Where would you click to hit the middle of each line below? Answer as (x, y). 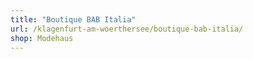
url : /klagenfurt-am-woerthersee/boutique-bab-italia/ (127, 29)
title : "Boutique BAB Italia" (73, 19)
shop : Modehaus (42, 38)
